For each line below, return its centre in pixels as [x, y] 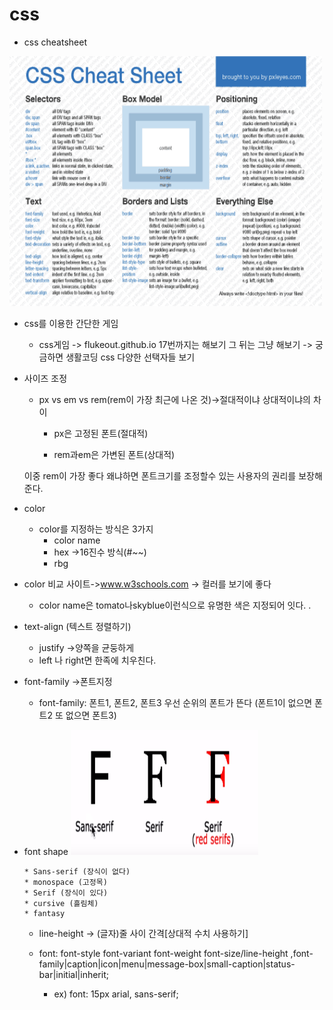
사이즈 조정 [45, 378]
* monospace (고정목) [65, 882]
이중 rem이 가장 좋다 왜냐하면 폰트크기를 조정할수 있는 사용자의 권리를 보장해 [173, 475]
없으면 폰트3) [91, 715]
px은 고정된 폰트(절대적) [101, 433]
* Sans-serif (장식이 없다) [77, 871]
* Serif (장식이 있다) [66, 893]
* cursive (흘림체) [61, 903]
